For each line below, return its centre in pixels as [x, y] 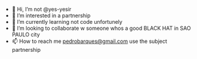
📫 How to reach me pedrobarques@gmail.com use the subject [89, 41]
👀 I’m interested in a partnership [51, 15]
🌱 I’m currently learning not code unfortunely [67, 22]
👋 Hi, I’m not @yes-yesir [41, 9]
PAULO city [26, 35]
